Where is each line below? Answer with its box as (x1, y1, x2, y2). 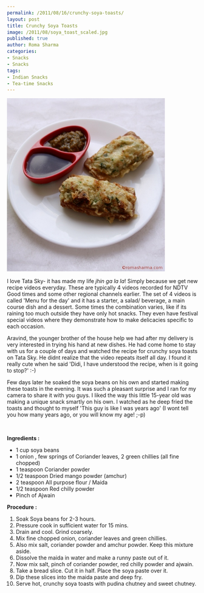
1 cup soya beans (15, 446, 59, 454)
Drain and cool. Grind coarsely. (15, 528, 93, 536)
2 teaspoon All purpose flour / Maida (15, 479, 108, 486)
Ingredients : (7, 435, 40, 442)
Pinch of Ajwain (15, 492, 55, 499)
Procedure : (7, 504, 37, 511)
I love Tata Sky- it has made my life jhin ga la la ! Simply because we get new (7, 278, 198, 285)
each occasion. (7, 323, 46, 330)
